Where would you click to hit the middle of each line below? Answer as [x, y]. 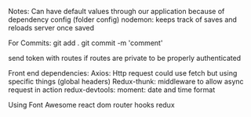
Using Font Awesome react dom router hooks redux [91, 105]
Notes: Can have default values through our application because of [116, 11]
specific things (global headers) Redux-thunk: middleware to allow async [126, 82]
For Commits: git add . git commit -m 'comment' [85, 43]
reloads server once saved [51, 28]
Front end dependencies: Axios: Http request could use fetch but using [123, 73]
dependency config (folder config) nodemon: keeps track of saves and [123, 19]
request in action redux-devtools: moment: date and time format [112, 90]
